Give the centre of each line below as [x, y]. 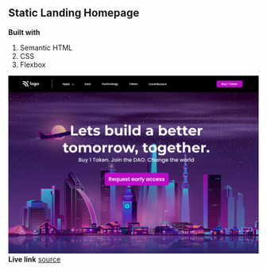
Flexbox [33, 64]
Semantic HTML [46, 48]
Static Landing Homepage [74, 13]
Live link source [35, 259]
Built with [24, 32]
